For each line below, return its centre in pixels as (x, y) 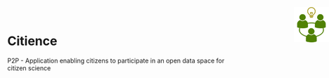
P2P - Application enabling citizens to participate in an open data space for (116, 60)
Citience (32, 41)
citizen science (29, 68)
